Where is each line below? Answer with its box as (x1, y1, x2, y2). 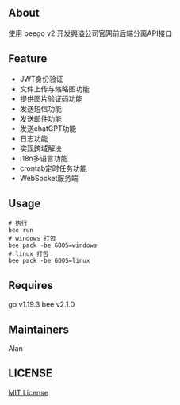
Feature (8, 52, 48, 66)
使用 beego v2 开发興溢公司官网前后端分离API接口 (8, 28, 173, 38)
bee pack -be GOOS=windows (8, 241, 98, 249)
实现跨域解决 (19, 143, 62, 153)
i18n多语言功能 (19, 153, 68, 163)
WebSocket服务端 (19, 173, 79, 183)
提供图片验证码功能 (19, 94, 83, 103)
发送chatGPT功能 (19, 123, 77, 133)
